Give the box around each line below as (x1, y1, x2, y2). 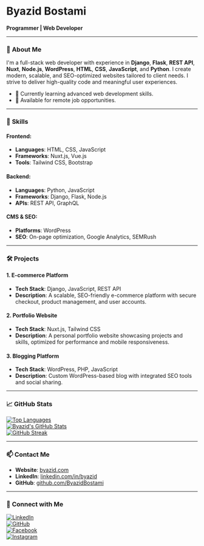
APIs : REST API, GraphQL (15, 199, 80, 206)
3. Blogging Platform (6, 352, 59, 360)
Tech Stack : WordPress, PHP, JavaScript (15, 366, 118, 373)
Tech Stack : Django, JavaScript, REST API (15, 285, 121, 292)
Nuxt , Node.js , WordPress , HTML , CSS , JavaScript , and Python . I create (6, 66, 191, 73)
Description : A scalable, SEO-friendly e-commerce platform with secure (15, 292, 197, 299)
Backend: (6, 172, 31, 180)
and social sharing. (15, 378, 63, 386)
